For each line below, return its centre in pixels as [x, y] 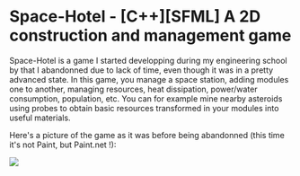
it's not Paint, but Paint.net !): [63, 145]
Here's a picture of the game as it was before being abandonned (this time [147, 135]
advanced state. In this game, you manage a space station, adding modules [149, 79]
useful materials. [40, 118]
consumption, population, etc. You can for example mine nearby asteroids [146, 98]
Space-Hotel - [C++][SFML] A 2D [135, 17]
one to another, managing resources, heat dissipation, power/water [133, 89]
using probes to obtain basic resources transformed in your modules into [144, 108]
